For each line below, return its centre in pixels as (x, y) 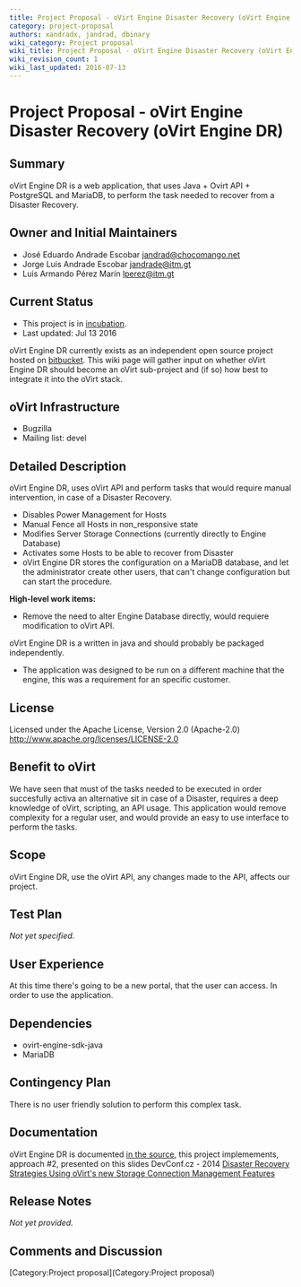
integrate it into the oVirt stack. (66, 378)
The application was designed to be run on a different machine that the (153, 670)
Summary (37, 164)
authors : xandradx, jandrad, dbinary (80, 34)
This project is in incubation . (74, 323)
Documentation (54, 1132)
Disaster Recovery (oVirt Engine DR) (146, 131)
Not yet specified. (42, 936)
